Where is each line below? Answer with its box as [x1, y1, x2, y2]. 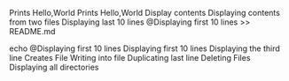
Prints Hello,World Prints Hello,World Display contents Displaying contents [9, 8, 281, 18]
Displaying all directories [9, 62, 99, 72]
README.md [9, 26, 56, 36]
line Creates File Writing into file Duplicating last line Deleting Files [9, 53, 251, 63]
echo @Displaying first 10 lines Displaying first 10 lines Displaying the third [9, 43, 281, 54]
